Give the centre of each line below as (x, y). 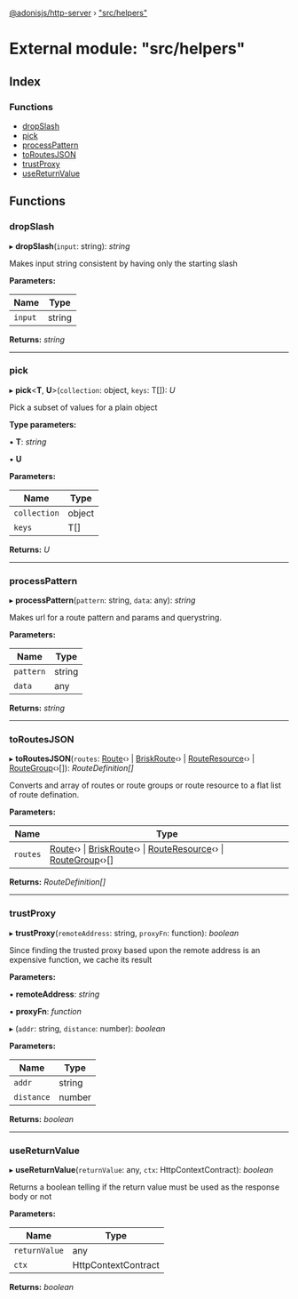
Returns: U (30, 549)
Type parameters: (43, 424)
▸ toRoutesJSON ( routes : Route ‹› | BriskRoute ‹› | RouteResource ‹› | (132, 758)
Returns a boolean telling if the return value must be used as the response (145, 1187)
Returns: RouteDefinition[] (58, 882)
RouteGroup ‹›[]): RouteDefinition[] (72, 768)
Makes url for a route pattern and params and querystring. (115, 618)
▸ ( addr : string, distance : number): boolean (87, 1028)
